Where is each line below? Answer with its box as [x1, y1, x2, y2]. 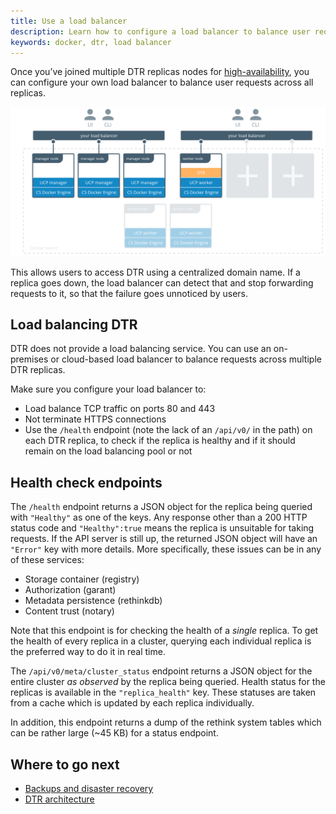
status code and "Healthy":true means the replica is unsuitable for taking [10, 522, 315, 534]
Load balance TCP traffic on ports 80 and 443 [24, 403, 216, 415]
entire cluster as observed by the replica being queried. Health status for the [10, 676, 326, 688]
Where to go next [10, 756, 120, 773]
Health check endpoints [10, 474, 163, 491]
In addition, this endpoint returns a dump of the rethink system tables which [10, 716, 322, 729]
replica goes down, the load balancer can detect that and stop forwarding [10, 276, 314, 289]
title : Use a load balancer [10, 16, 128, 26]
